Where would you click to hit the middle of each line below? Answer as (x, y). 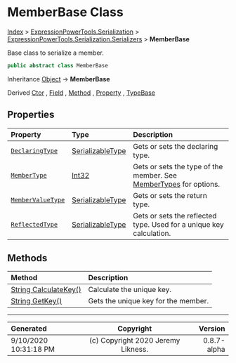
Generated (29, 329)
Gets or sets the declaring (176, 146)
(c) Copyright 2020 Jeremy (135, 341)
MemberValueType (38, 200)
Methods (27, 258)
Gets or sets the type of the (178, 166)
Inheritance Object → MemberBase (59, 79)
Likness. (135, 350)
